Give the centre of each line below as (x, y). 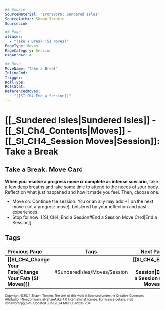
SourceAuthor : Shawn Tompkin (35, 19)
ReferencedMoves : (23, 91)
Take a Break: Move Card (44, 170)
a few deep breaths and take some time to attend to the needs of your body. (82, 187)
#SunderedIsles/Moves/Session (91, 272)
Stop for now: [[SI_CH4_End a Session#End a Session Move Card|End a (84, 217)
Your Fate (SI (23, 278)
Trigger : (14, 78)
